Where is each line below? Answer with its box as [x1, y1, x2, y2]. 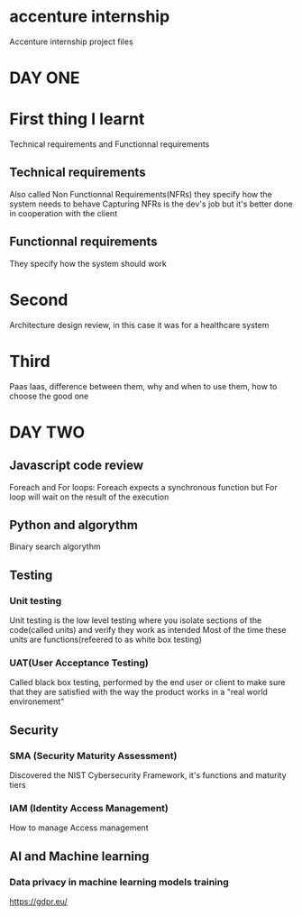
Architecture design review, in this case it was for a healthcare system [9, 319, 270, 330]
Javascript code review [9, 458, 144, 473]
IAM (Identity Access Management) [9, 801, 169, 814]
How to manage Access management [9, 822, 149, 833]
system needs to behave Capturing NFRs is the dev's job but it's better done [9, 198, 293, 209]
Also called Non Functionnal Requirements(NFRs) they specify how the [9, 188, 272, 199]
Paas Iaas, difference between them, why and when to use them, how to [9, 380, 278, 391]
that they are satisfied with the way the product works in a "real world [9, 687, 269, 698]
